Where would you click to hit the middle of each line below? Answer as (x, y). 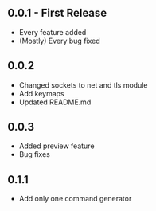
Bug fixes (35, 154)
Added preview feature (57, 146)
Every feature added (53, 32)
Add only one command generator (75, 199)
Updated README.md (55, 102)
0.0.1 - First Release (57, 13)
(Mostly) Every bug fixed (59, 41)
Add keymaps (41, 93)
